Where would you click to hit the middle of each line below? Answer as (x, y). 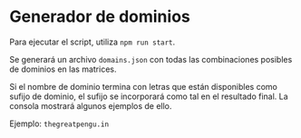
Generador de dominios (100, 17)
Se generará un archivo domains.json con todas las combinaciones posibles (151, 59)
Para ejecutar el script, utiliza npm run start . (92, 42)
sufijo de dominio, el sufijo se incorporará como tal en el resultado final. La (149, 96)
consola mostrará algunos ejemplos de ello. (91, 105)
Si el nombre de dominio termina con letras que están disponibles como (144, 86)
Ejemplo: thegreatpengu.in (59, 123)
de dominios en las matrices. (63, 69)
